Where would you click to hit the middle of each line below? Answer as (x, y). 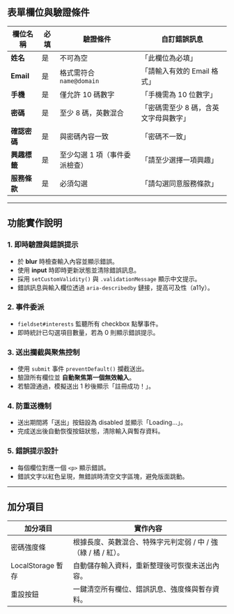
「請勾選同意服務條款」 (179, 184)
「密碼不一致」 (165, 136)
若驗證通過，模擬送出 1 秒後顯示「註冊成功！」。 (86, 387)
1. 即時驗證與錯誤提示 (43, 245)
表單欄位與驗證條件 (48, 13)
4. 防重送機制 (30, 406)
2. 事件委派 (26, 307)
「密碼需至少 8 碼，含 (177, 107)
